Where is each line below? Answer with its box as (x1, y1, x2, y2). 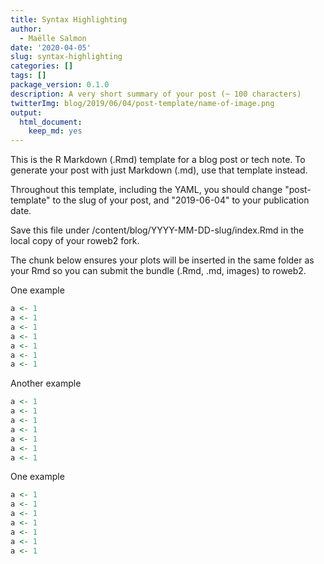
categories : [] (10, 61, 74, 71)
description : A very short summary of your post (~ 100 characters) (10, 89, 302, 99)
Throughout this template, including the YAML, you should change (10, 184, 283, 196)
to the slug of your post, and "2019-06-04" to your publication (52, 194, 310, 206)
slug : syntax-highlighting (10, 52, 123, 62)
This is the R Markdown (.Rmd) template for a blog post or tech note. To (10, 154, 306, 166)
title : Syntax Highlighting (10, 14, 128, 25)
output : (10, 107, 43, 118)
